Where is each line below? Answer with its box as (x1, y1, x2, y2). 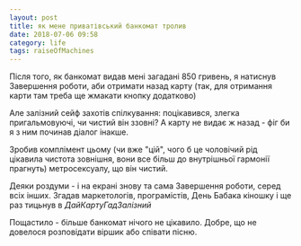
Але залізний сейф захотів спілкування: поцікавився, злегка (9, 108, 240, 119)
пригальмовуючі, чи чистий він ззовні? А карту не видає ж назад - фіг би (9, 118, 290, 128)
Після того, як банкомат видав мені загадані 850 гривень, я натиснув (9, 71, 277, 82)
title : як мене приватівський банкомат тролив (9, 22, 187, 31)
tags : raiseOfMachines (9, 47, 94, 56)
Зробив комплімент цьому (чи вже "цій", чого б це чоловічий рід (9, 145, 258, 155)
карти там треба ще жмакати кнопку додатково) (9, 91, 197, 101)
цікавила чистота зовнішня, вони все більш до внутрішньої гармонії (9, 154, 270, 164)
